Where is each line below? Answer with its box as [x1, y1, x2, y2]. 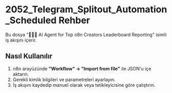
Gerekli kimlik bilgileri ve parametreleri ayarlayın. [12, 76, 116, 83]
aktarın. [12, 71, 29, 77]
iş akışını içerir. [5, 37, 37, 43]
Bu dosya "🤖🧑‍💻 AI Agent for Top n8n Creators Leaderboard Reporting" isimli [5, 31, 167, 38]
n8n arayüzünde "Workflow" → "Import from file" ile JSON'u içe [12, 65, 151, 71]
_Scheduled [5, 14, 57, 26]
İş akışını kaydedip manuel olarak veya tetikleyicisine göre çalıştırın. [12, 82, 156, 88]
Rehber [58, 14, 90, 26]
